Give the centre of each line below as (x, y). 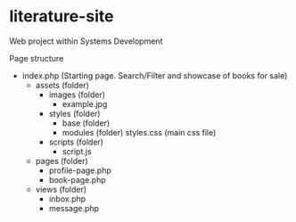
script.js (77, 151)
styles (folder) (74, 113)
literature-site (62, 16)
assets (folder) (62, 85)
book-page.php (78, 179)
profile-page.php (80, 170)
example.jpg (85, 103)
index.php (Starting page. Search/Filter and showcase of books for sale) (155, 75)
